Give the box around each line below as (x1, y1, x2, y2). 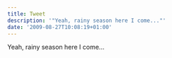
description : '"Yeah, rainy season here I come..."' (7, 17, 166, 24)
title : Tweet (7, 10, 46, 18)
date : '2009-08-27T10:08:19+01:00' (7, 23, 113, 30)
